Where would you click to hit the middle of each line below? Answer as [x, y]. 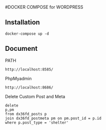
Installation [22, 22]
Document [21, 49]
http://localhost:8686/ [29, 87]
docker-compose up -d [27, 34]
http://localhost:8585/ [29, 69]
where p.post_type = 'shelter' [37, 122]
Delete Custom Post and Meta [35, 96]
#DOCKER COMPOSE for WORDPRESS [44, 7]
